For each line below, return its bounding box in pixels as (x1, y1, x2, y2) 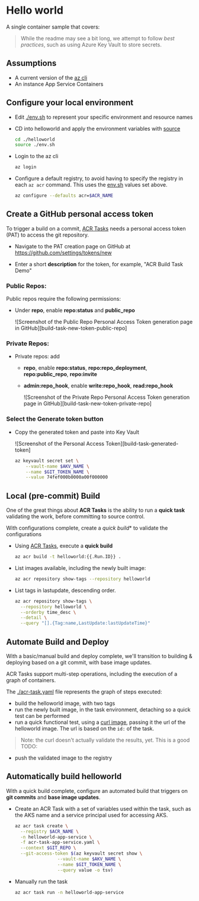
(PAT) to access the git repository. (6, 231, 89, 238)
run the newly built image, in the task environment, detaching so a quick (14, 706, 191, 713)
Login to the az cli (14, 153, 59, 160)
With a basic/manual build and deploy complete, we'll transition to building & (6, 653, 192, 660)
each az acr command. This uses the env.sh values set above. (14, 181, 168, 188)
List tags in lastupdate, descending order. (14, 587, 117, 594)
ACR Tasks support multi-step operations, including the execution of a (6, 670, 178, 678)
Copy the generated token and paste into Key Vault (14, 429, 139, 436)
